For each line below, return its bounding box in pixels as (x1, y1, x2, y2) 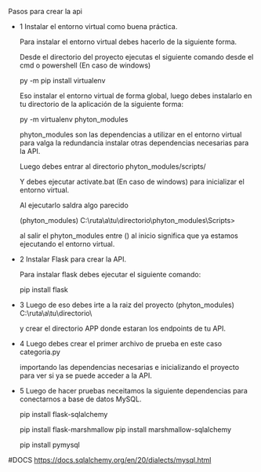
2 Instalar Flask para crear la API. (19, 254, 127, 264)
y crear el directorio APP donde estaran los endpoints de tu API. (19, 324, 226, 333)
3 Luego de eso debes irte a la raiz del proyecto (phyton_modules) (19, 300, 235, 309)
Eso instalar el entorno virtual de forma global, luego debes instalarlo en (19, 91, 252, 101)
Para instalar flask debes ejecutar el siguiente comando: (19, 270, 201, 279)
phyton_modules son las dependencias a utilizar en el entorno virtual (19, 130, 242, 139)
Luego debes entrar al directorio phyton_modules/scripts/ (19, 162, 206, 171)
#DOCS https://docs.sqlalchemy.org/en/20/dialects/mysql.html (8, 456, 212, 464)
